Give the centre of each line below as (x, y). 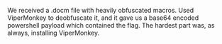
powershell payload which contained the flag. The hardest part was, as (111, 25)
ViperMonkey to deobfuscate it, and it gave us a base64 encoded (103, 18)
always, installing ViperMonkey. (54, 33)
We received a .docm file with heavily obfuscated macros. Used (101, 10)
